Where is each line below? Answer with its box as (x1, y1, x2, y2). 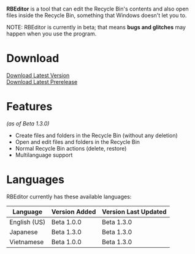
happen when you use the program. (6, 30, 97, 37)
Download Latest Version (6, 72, 70, 79)
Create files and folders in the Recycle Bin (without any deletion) (15, 132, 178, 139)
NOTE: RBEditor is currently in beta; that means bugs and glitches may (6, 24, 186, 31)
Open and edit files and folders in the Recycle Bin (15, 138, 140, 146)
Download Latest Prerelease (6, 78, 78, 85)
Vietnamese (9, 237, 44, 246)
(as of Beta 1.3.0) (6, 119, 50, 127)
